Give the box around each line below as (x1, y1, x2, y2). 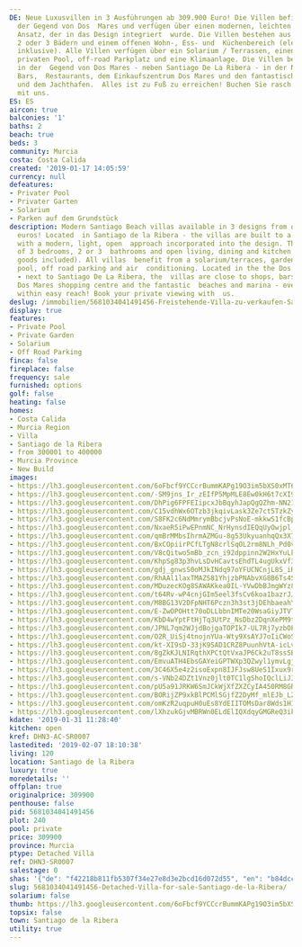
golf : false (9, 389, 54, 398)
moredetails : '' (9, 774, 70, 783)
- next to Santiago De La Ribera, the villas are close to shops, (17, 272, 276, 281)
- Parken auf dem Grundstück (9, 213, 119, 223)
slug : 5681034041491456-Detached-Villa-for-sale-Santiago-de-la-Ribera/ (9, 882, 288, 891)
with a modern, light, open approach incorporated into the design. (17, 239, 283, 248)
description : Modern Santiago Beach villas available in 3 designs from (9, 222, 288, 231)
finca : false (9, 356, 58, 365)
